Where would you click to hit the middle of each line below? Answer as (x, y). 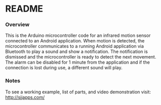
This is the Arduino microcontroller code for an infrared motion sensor (78, 35)
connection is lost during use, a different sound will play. (64, 68)
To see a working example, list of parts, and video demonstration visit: (78, 92)
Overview (17, 25)
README (24, 9)
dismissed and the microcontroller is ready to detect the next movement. (81, 57)
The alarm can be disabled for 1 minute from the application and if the (78, 62)
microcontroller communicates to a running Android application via (74, 46)
